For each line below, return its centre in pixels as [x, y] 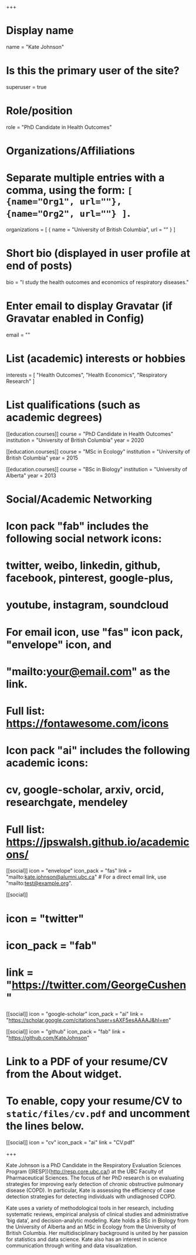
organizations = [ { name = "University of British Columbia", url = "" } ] [91, 229]
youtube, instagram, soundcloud [87, 605]
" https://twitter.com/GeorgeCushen [96, 985]
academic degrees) [54, 417]
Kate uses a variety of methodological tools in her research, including [90, 1208]
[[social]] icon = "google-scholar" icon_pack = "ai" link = [75, 1013]
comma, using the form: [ [70, 191]
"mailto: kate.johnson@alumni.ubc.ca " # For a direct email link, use [86, 877]
